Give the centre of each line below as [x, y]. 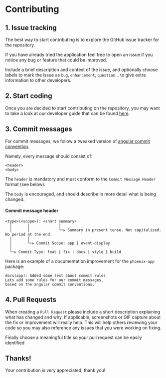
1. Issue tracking [31, 28]
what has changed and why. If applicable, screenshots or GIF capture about [83, 317]
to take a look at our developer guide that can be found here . [68, 113]
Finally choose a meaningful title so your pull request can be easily [74, 337]
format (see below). [25, 184]
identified [15, 342]
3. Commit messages [39, 129]
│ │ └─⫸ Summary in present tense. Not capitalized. [85, 230]
